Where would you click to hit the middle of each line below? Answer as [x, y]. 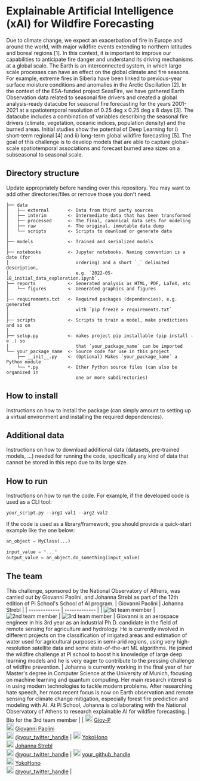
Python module [24, 362]
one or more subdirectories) [112, 378]
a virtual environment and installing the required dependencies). [85, 416]
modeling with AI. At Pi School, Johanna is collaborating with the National [96, 705]
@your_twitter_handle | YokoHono [61, 737]
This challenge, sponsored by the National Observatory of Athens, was [93, 590]
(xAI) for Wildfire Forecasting [80, 24]
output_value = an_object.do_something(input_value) [73, 558]
